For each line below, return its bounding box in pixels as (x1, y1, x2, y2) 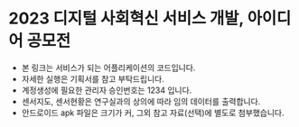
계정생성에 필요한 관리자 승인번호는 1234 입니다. (21, 85, 192, 95)
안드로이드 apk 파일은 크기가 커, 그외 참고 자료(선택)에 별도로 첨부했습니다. (21, 107, 285, 118)
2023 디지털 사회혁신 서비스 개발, (8, 8, 245, 29)
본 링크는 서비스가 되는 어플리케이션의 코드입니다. (21, 62, 196, 73)
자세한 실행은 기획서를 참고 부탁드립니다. (21, 73, 164, 84)
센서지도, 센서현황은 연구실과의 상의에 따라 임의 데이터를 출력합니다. (21, 95, 261, 106)
